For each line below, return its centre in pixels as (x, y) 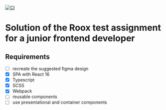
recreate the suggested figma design (50, 69)
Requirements (27, 56)
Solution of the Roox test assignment (83, 28)
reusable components (35, 97)
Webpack (22, 91)
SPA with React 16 (31, 74)
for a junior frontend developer (70, 39)
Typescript (23, 80)
